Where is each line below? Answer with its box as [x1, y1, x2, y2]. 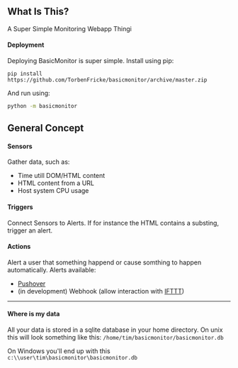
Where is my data [7, 310, 60, 318]
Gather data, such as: [7, 157, 70, 166]
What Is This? [7, 6, 69, 18]
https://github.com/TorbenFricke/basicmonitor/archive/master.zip [7, 77, 208, 84]
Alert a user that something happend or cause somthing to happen [7, 258, 202, 267]
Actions [7, 242, 31, 251]
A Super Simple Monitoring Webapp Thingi [7, 24, 132, 33]
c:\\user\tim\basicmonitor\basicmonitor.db [7, 355, 138, 362]
